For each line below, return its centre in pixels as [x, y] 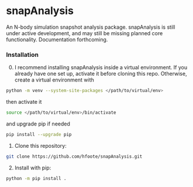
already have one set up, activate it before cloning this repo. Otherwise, [101, 74]
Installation [23, 55]
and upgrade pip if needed [38, 124]
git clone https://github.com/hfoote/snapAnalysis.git [74, 157]
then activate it [24, 102]
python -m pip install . [36, 178]
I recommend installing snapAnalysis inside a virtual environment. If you [101, 67]
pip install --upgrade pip [39, 134]
